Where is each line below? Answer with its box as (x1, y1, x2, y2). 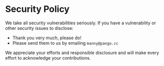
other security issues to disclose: (5, 25, 73, 31)
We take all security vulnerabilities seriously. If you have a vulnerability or (5, 20, 156, 26)
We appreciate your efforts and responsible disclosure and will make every (5, 50, 159, 56)
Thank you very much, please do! (12, 35, 81, 41)
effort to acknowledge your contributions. (5, 55, 91, 61)
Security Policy (5, 3, 70, 15)
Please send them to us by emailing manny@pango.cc (12, 40, 118, 46)
